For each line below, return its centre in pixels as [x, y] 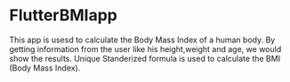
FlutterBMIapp [63, 15]
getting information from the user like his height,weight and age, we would [145, 48]
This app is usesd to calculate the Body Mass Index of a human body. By [142, 40]
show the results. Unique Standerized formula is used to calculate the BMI [145, 58]
